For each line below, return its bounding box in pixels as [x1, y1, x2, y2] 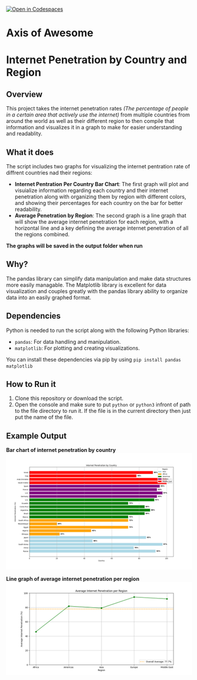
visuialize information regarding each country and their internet [14, 187, 169, 194]
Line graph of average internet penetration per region [6, 575, 140, 583]
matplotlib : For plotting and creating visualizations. [14, 344, 140, 352]
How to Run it [6, 379, 56, 389]
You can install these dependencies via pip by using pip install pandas [6, 356, 182, 363]
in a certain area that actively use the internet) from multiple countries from [6, 111, 190, 118]
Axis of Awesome [6, 27, 94, 40]
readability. [14, 206, 42, 213]
